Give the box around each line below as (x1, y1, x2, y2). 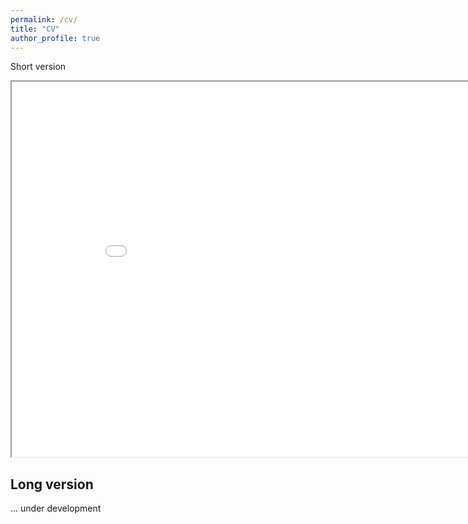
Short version (10, 61, 67, 73)
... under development (10, 502, 102, 515)
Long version (10, 476, 94, 493)
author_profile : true (10, 33, 101, 43)
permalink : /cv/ (10, 14, 78, 25)
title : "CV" (10, 24, 60, 34)
